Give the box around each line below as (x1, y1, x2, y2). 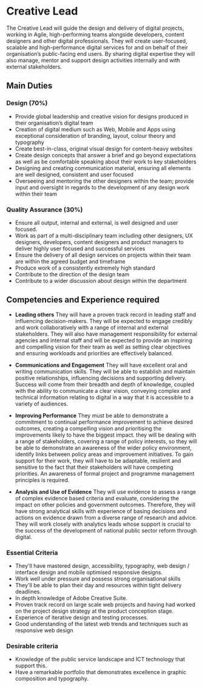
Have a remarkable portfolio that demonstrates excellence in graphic (15, 669, 187, 676)
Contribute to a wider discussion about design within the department (15, 277, 187, 284)
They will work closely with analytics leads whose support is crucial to (15, 520, 191, 528)
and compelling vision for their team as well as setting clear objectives (15, 343, 191, 350)
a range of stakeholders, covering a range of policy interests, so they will (15, 437, 197, 444)
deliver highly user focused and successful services (15, 245, 145, 252)
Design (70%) (6, 99, 48, 107)
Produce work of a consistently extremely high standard (15, 264, 156, 271)
